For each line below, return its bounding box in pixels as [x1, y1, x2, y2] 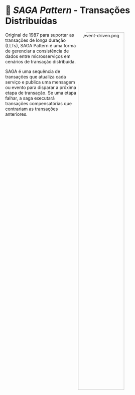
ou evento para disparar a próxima [5, 84, 76, 90]
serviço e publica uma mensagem [5, 79, 75, 85]
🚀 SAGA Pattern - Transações [5, 5, 130, 16]
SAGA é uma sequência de [5, 68, 61, 74]
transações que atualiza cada [5, 73, 66, 80]
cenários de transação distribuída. [5, 58, 76, 64]
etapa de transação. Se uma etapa [5, 90, 77, 96]
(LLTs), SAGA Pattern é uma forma [5, 42, 76, 48]
